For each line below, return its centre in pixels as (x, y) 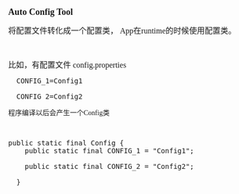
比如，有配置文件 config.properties (67, 65)
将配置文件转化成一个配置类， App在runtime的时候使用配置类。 (122, 31)
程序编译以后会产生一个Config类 (59, 113)
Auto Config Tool (41, 12)
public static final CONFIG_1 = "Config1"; (109, 151)
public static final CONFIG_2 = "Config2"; (109, 166)
